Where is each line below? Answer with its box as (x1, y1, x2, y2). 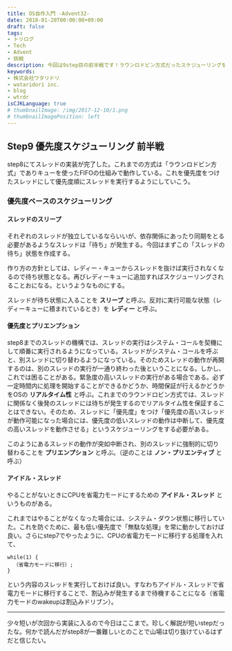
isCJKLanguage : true (7, 100, 67, 107)
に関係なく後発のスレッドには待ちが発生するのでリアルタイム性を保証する (7, 399, 219, 407)
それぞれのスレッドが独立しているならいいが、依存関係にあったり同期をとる (7, 231, 225, 240)
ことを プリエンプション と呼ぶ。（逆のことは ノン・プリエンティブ (25, 448, 215, 456)
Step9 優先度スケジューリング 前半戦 (7, 141, 164, 152)
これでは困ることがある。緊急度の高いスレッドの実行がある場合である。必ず (7, 373, 225, 381)
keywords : (7, 68, 36, 75)
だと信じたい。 (7, 636, 50, 644)
